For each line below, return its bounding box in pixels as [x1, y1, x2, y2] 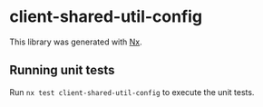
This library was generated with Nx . [9, 36, 142, 47]
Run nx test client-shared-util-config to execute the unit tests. [9, 86, 255, 97]
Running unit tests [9, 63, 115, 78]
